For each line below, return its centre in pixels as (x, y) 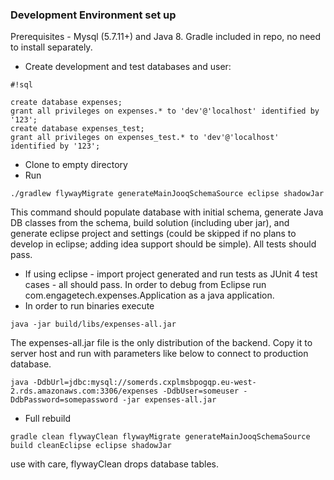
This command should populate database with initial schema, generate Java (167, 212)
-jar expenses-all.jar (169, 400)
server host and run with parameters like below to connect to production (159, 354)
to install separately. (51, 47)
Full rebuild (47, 419)
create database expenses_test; (77, 129)
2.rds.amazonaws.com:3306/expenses (84, 391)
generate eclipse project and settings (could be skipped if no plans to (153, 234)
